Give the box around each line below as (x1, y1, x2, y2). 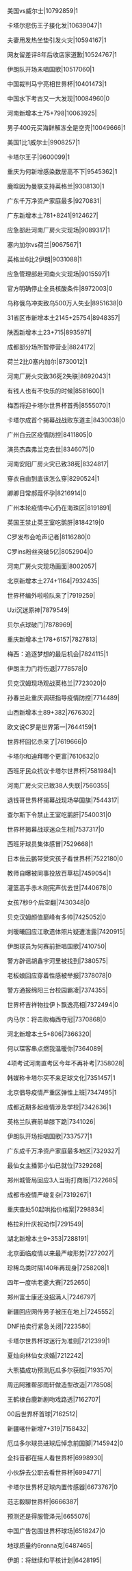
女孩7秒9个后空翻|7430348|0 (7, 898, 90, 907)
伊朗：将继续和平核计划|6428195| (7, 1556, 102, 1564)
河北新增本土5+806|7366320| (7, 1030, 92, 1038)
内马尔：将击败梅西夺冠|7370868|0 (7, 1015, 107, 1023)
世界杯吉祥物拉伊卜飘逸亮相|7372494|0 (7, 1001, 118, 1008)
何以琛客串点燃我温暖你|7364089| (7, 1045, 103, 1052)
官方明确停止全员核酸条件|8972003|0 (7, 285, 113, 292)
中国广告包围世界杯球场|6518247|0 (7, 1527, 105, 1535)
